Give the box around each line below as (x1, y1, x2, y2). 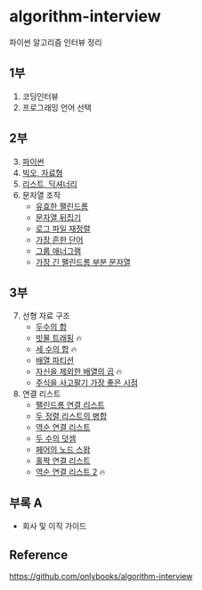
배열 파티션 (35, 355, 74, 366)
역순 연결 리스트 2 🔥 (35, 467, 106, 478)
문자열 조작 (21, 189, 61, 200)
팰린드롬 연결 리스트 (35, 400, 105, 411)
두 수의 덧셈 (35, 433, 77, 444)
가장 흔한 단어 (35, 234, 84, 245)
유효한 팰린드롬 (35, 201, 89, 212)
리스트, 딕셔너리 (21, 179, 77, 189)
